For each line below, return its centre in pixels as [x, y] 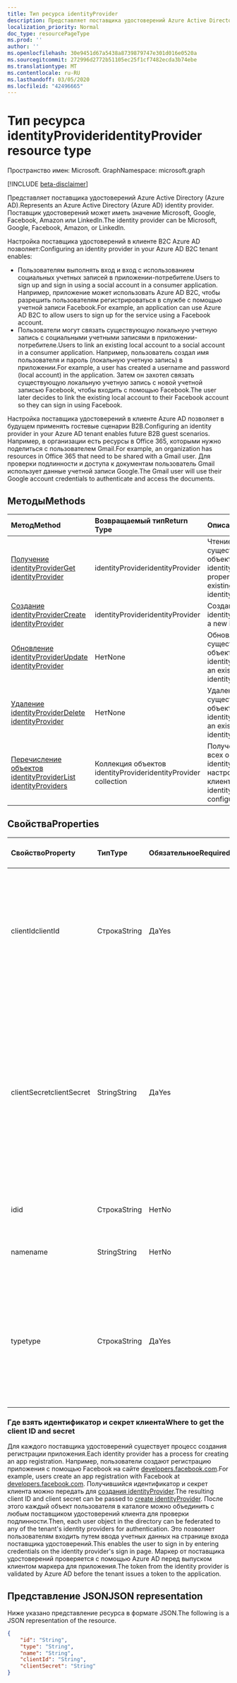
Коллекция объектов [130, 764]
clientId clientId [35, 931]
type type [26, 1341]
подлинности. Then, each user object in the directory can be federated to [114, 1521]
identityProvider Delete [48, 712]
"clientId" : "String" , [53, 1660]
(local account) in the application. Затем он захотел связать [106, 375]
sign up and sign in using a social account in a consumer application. [118, 285]
